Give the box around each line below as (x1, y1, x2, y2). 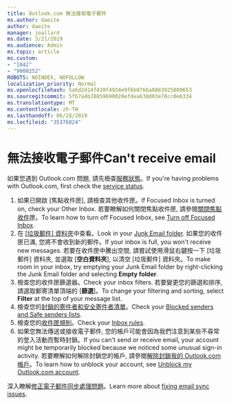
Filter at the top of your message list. (16, 295, 122, 303)
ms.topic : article (7, 49, 60, 56)
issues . (7, 390, 27, 399)
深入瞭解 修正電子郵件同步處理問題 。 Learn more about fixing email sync (7, 382, 210, 390)
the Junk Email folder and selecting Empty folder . (16, 270, 159, 278)
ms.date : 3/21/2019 (7, 36, 63, 43)
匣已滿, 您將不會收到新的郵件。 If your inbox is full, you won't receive (16, 238, 212, 246)
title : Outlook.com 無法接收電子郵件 (7, 10, 107, 17)
